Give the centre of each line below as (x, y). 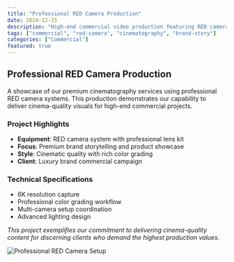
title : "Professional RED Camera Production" (74, 14)
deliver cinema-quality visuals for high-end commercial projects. (100, 106)
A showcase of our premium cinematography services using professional (112, 91)
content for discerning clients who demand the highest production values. (114, 238)
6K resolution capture (48, 194)
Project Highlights (38, 124)
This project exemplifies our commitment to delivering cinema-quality (107, 230)
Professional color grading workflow (69, 202)
